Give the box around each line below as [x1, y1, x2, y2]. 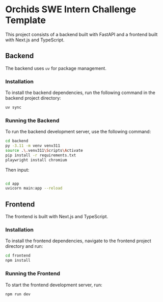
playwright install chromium [5, 157, 67, 162]
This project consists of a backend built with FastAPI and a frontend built [5, 31, 158, 37]
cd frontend [5, 253, 31, 259]
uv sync [5, 105, 22, 110]
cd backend [5, 138, 29, 144]
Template [5, 14, 46, 26]
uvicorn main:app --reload [5, 185, 63, 191]
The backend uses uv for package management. [5, 65, 107, 71]
